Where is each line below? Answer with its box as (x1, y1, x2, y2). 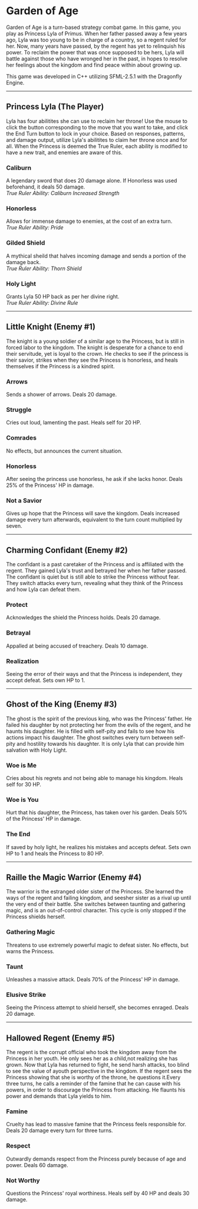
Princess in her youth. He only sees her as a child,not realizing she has (6, 1055, 178, 1062)
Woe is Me (6, 761, 37, 769)
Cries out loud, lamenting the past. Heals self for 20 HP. (6, 419, 141, 426)
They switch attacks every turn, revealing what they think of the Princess (6, 580, 183, 587)
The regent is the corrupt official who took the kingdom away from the (6, 1049, 177, 1056)
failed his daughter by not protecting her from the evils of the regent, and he (6, 721, 191, 728)
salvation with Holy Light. (6, 746, 68, 753)
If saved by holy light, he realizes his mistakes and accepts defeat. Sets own (6, 843, 192, 850)
